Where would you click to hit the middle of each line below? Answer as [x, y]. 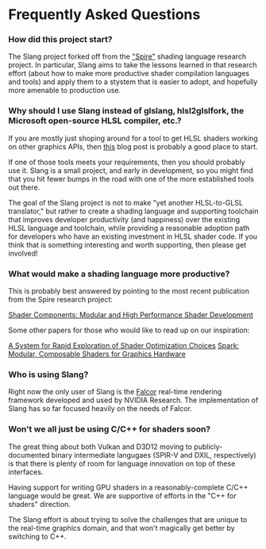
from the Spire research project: [61, 300]
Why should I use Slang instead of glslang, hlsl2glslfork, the [126, 111]
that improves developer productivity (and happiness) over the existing [124, 219]
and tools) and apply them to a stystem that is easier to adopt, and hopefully [133, 82]
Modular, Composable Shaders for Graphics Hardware [97, 354]
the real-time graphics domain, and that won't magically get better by [122, 528]
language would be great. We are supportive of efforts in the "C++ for [122, 495]
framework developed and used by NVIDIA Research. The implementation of [133, 400]
